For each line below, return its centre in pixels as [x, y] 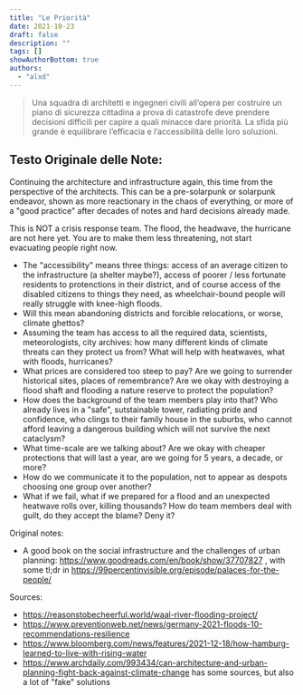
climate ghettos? [53, 323]
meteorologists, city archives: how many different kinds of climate [145, 342]
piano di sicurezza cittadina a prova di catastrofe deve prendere [150, 112]
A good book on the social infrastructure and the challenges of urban [151, 550]
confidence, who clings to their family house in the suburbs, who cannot [157, 419]
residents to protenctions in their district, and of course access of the [151, 284]
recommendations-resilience [76, 633]
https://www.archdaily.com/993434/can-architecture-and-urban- [145, 662]
